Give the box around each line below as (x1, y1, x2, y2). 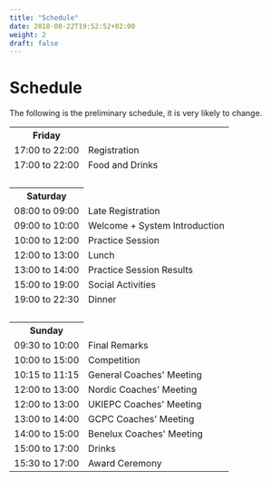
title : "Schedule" (9, 13, 79, 23)
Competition (87, 354, 140, 367)
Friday (33, 129, 61, 142)
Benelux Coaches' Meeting (87, 427, 204, 440)
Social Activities (87, 279, 156, 291)
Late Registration (87, 205, 160, 218)
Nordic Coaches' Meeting (87, 383, 198, 396)
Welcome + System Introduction (87, 220, 225, 232)
